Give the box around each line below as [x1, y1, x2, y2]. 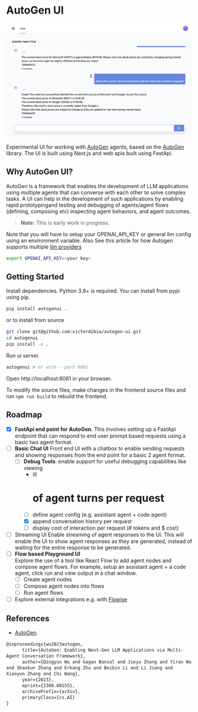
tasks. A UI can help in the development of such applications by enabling [6, 195, 184, 202]
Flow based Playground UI [14, 550, 81, 557]
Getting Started [6, 272, 64, 282]
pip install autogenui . [6, 306, 67, 312]
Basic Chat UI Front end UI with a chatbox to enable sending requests [14, 444, 185, 452]
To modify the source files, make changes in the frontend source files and [6, 386, 186, 394]
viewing [23, 464, 43, 471]
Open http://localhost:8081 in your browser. [6, 375, 112, 382]
